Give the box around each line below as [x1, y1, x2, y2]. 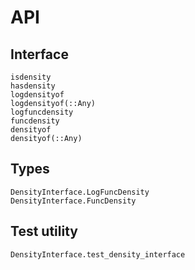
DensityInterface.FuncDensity [10, 196, 137, 206]
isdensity [10, 72, 52, 82]
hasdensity [10, 81, 56, 91]
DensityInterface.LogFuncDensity [10, 187, 150, 197]
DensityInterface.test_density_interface [10, 249, 186, 260]
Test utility [10, 223, 78, 240]
